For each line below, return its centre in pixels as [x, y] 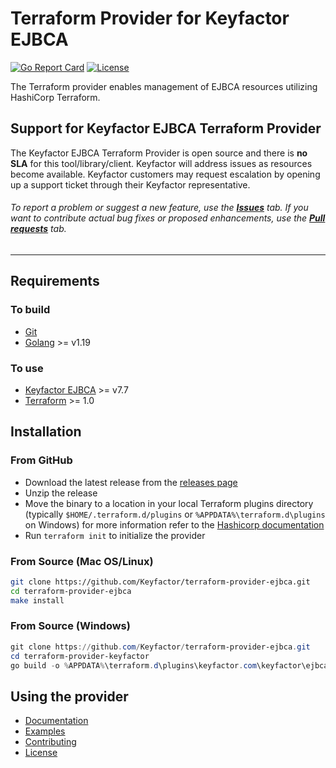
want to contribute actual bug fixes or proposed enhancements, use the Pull [168, 218]
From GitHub [41, 460]
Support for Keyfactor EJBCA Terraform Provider [166, 128]
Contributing [50, 742]
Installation [46, 432]
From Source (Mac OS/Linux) [82, 561]
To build [30, 310]
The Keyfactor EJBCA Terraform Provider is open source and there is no [159, 153]
